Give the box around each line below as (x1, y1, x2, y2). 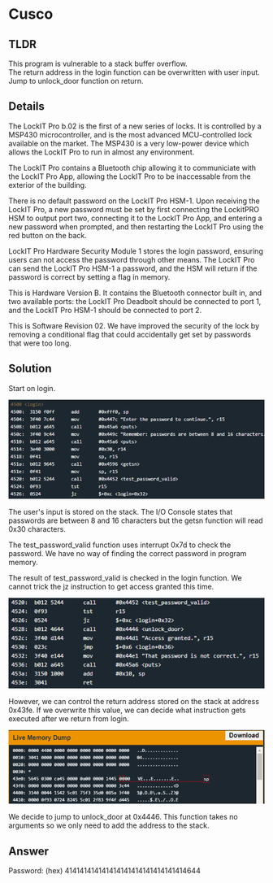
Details (8, 99, 45, 114)
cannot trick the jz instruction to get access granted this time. (8, 582, 214, 592)
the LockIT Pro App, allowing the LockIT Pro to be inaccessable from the (8, 172, 251, 181)
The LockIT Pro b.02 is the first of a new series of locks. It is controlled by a (8, 121, 262, 131)
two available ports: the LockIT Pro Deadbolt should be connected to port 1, (8, 296, 262, 306)
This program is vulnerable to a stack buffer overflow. (8, 59, 188, 68)
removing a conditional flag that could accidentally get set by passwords (8, 329, 252, 339)
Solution (8, 362, 52, 376)
